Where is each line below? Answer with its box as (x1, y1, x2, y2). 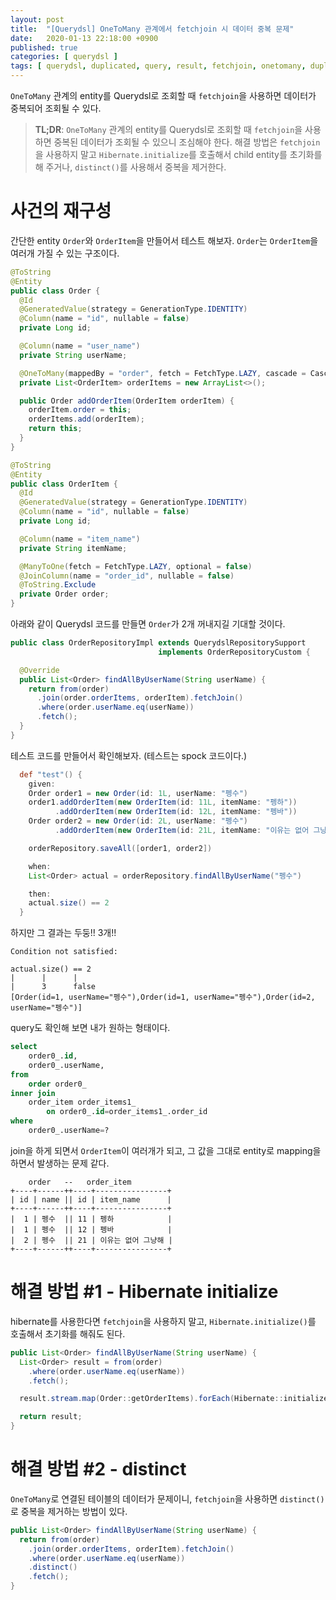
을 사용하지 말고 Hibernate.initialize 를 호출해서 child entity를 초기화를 (34, 149, 323, 160)
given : (28, 779, 56, 789)
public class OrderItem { (10, 479, 118, 489)
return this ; (28, 424, 83, 434)
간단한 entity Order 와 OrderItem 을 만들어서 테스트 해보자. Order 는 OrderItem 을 (10, 234, 319, 246)
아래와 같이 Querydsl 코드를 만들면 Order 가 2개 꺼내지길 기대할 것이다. (10, 618, 286, 630)
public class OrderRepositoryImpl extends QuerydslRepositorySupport (10, 638, 307, 648)
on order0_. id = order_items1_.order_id (46, 1107, 208, 1117)
